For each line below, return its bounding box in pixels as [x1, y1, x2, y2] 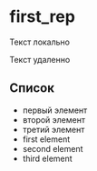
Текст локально [9, 36, 71, 47]
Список [9, 80, 54, 96]
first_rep [9, 6, 75, 27]
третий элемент [22, 124, 85, 135]
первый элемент [22, 105, 88, 116]
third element [22, 153, 73, 164]
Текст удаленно [9, 54, 71, 65]
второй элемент [22, 114, 86, 125]
